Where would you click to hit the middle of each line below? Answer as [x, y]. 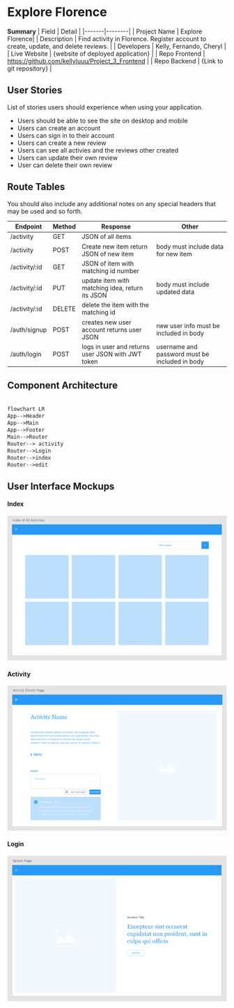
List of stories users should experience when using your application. [105, 107]
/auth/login [26, 354]
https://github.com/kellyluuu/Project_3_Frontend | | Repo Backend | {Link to [115, 61]
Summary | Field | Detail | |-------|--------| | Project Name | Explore [105, 31]
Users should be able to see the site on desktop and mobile [102, 121]
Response [116, 226]
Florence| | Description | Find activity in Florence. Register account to [107, 38]
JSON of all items [107, 237]
